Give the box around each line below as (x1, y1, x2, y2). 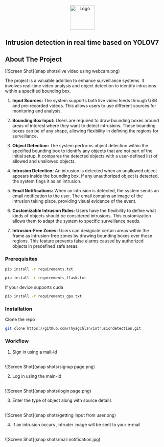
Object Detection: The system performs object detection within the (12, 143, 148, 149)
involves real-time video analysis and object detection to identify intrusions (5, 83, 157, 89)
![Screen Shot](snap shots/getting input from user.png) (5, 412, 116, 418)
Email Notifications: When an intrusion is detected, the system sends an (12, 188, 159, 194)
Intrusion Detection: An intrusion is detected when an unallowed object (12, 168, 157, 174)
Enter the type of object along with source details (12, 397, 112, 403)
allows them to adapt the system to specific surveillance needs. (12, 218, 141, 224)
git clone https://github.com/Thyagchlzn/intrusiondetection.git (5, 326, 141, 331)
